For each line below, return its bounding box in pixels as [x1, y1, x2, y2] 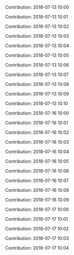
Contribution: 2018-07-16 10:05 [5, 159, 69, 164]
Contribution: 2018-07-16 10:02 [5, 129, 70, 135]
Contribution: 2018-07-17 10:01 [5, 216, 68, 222]
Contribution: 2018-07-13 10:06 [5, 62, 70, 68]
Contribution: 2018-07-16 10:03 [5, 139, 70, 145]
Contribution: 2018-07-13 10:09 [5, 91, 70, 96]
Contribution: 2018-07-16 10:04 [5, 149, 70, 155]
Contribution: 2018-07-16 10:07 [5, 177, 69, 183]
